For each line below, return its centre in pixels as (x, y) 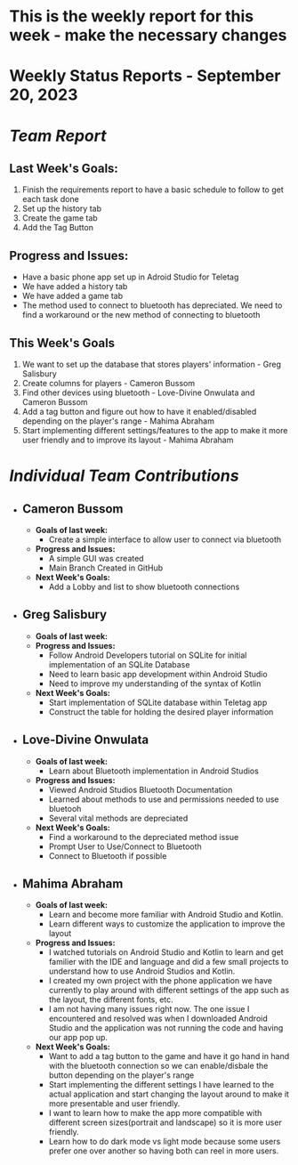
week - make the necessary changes (148, 35)
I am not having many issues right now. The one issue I (149, 1009)
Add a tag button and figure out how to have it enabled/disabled (139, 412)
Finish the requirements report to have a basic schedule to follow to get (153, 190)
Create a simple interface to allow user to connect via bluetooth (165, 539)
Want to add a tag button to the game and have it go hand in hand (169, 1056)
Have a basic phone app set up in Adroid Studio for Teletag (130, 277)
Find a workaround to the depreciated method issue (144, 837)
